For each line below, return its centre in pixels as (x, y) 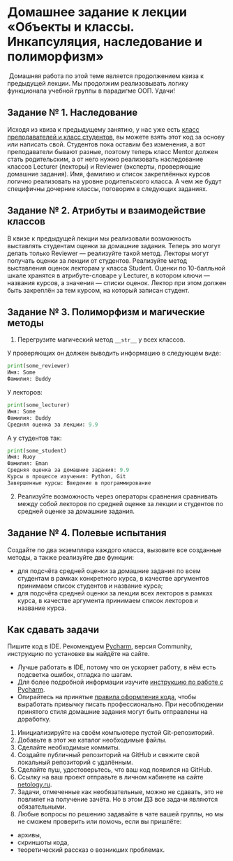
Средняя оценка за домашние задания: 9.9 (68, 470)
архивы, (29, 835)
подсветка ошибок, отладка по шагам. (75, 675)
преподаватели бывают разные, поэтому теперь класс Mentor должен (113, 151)
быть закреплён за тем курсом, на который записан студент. (98, 290)
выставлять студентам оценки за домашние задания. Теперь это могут (114, 245)
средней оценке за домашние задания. (76, 511)
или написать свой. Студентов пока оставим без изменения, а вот (106, 144)
